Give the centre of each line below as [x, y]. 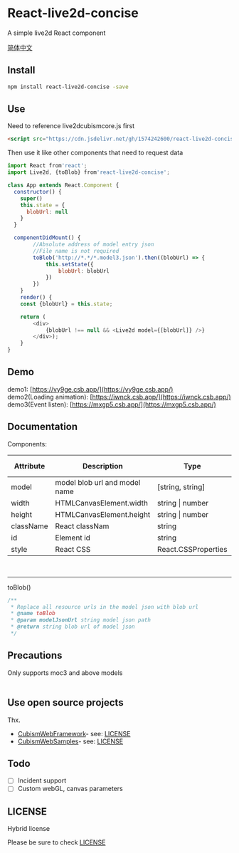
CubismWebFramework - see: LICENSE [74, 733]
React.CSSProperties [192, 549]
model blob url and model [98, 482]
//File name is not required [76, 251]
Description [102, 466]
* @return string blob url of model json [73, 627]
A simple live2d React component [57, 33]
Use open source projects [65, 703]
